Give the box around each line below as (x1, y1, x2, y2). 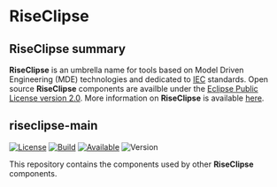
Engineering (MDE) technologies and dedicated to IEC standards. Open (9, 74, 268, 85)
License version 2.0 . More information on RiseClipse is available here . (9, 93, 265, 103)
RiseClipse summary (9, 41, 127, 56)
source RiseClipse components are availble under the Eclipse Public (9, 84, 258, 93)
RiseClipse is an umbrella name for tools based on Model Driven (9, 64, 244, 75)
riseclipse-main (9, 118, 98, 133)
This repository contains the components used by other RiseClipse (9, 159, 254, 169)
